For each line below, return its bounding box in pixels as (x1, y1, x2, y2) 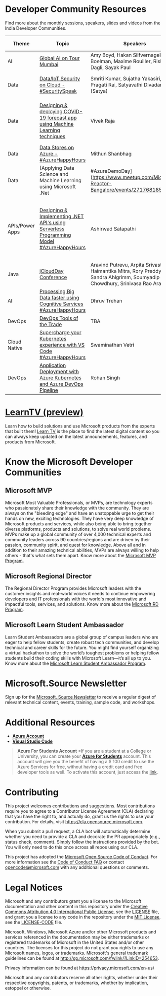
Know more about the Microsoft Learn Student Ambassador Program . (5, 660, 147, 666)
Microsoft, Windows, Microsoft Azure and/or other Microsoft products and (5, 929, 157, 935)
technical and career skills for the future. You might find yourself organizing (5, 644, 159, 650)
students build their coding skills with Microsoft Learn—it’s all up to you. (5, 655, 152, 661)
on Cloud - (39, 81, 65, 88)
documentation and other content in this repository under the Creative (5, 904, 148, 910)
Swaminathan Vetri (90, 341, 134, 348)
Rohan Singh (90, 374, 120, 381)
